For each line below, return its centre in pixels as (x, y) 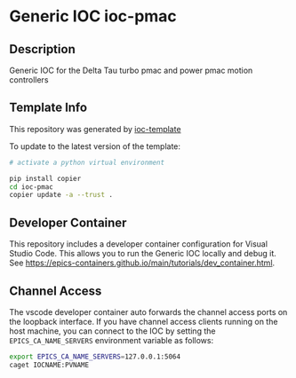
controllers (29, 80)
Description (42, 49)
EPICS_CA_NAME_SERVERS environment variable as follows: (112, 340)
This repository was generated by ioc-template (95, 129)
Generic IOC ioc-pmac (93, 16)
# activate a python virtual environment (87, 162)
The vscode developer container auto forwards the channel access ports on (148, 311)
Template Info (48, 108)
